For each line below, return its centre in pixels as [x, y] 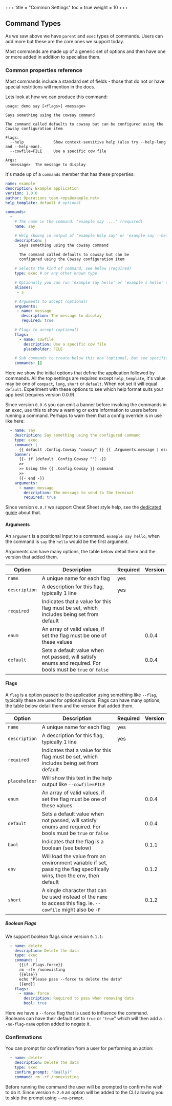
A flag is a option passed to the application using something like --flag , [81, 695]
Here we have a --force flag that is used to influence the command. [77, 1013]
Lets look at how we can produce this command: [57, 97]
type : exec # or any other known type [56, 274]
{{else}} [28, 974]
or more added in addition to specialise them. [53, 57]
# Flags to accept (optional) [47, 330]
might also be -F [81, 910]
